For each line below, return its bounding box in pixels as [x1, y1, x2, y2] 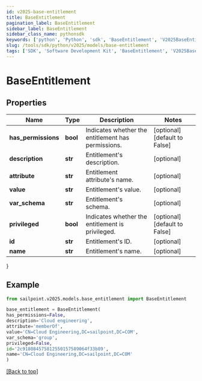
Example [6, 280, 40, 290]
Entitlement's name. [85, 247, 142, 255]
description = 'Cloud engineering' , [6, 318, 93, 324]
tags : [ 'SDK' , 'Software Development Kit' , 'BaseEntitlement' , [6, 48, 168, 54]
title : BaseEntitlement [6, 14, 66, 20]
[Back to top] [6, 368, 38, 375]
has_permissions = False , [6, 312, 66, 318]
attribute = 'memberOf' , [6, 323, 63, 330]
